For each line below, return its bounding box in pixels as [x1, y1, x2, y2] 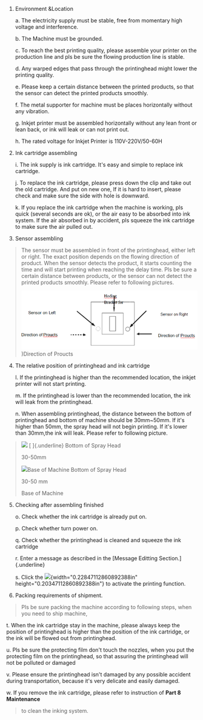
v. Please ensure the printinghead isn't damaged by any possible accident [6, 670, 191, 678]
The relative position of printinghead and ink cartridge [15, 362, 150, 369]
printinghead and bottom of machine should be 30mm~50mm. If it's [15, 416, 185, 423]
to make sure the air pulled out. [15, 223, 93, 230]
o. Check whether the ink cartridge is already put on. [15, 513, 147, 520]
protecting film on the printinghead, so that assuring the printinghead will [6, 652, 189, 659]
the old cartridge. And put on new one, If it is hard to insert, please [15, 186, 181, 193]
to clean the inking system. [21, 707, 89, 714]
